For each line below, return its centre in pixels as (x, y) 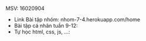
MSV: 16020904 (25, 8)
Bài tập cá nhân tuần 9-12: (46, 26)
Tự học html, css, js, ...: (42, 32)
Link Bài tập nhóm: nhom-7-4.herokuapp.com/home (77, 19)
